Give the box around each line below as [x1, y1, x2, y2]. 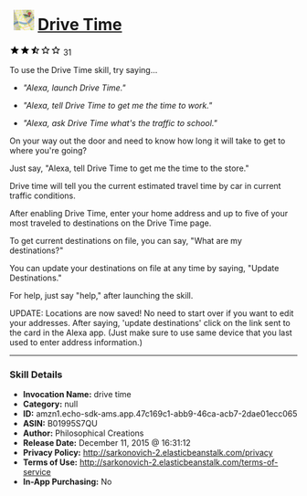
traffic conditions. [9, 190, 76, 201]
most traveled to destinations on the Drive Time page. [9, 217, 212, 228]
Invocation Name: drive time [22, 389, 132, 400]
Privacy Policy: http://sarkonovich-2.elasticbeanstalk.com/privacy [22, 448, 273, 459]
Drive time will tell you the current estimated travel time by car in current [9, 180, 281, 191]
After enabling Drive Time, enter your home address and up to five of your [9, 207, 289, 218]
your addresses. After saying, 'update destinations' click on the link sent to [9, 317, 291, 328]
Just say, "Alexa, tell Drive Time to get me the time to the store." [9, 163, 249, 174]
